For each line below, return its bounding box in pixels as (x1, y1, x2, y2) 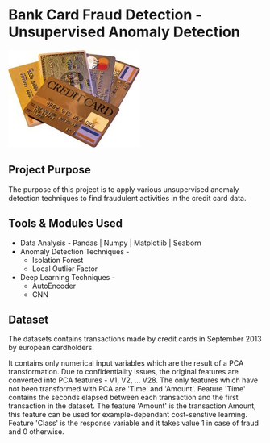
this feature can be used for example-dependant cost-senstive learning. (8, 410, 248, 420)
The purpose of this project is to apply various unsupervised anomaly (8, 184, 239, 194)
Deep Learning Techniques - (19, 272, 115, 282)
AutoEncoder (31, 281, 77, 290)
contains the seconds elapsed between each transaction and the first (8, 393, 239, 403)
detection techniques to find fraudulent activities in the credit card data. (8, 193, 247, 203)
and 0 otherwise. (8, 427, 64, 437)
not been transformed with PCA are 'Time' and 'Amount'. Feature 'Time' (8, 384, 246, 394)
